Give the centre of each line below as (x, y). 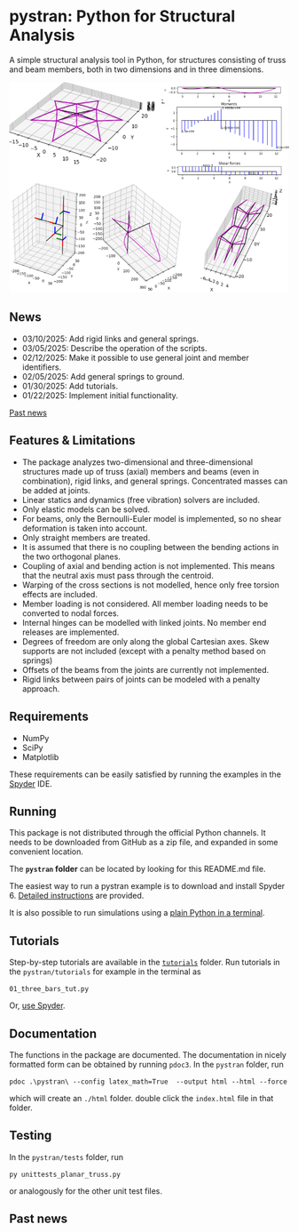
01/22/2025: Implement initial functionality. (100, 395)
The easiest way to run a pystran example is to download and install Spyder (147, 886)
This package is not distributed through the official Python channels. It (137, 833)
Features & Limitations (72, 440)
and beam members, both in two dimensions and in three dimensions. (137, 69)
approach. (41, 688)
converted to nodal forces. (71, 613)
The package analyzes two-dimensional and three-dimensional (137, 462)
